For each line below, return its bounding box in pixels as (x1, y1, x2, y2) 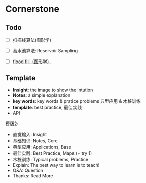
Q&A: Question (12, 167, 44, 173)
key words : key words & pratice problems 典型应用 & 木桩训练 (12, 98, 141, 104)
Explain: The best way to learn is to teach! (12, 162, 100, 168)
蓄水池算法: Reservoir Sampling (12, 48, 78, 54)
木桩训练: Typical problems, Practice (12, 157, 89, 162)
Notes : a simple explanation (12, 92, 71, 98)
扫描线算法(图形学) (12, 37, 51, 43)
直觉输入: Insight (12, 132, 47, 137)
